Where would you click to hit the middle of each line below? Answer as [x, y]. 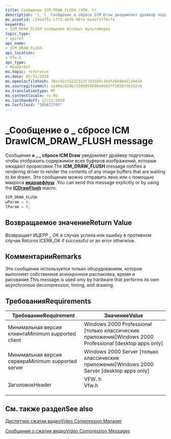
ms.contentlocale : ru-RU [32, 96]
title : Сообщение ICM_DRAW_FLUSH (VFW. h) [51, 10]
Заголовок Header [30, 385]
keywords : [16, 24]
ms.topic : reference [27, 72]
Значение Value [124, 316]
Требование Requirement [44, 316]
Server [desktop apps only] [117, 371]
